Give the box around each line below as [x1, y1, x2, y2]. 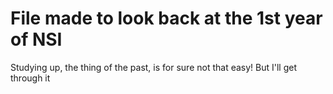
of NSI [10, 28, 63, 51]
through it [10, 72, 51, 84]
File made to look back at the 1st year [10, 7, 323, 30]
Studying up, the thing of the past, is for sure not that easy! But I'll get [10, 61, 298, 73]
